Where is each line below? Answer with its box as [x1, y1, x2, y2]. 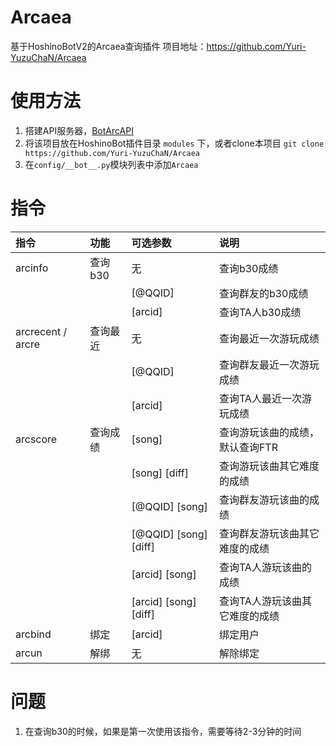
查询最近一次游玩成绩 [218, 331, 320, 345]
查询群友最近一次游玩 [218, 357, 320, 371]
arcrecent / [15, 324, 68, 338]
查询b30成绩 [218, 261, 279, 275]
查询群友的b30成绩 [218, 286, 309, 300]
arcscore [15, 432, 58, 446]
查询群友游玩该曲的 [218, 492, 310, 506]
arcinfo [15, 261, 49, 275]
